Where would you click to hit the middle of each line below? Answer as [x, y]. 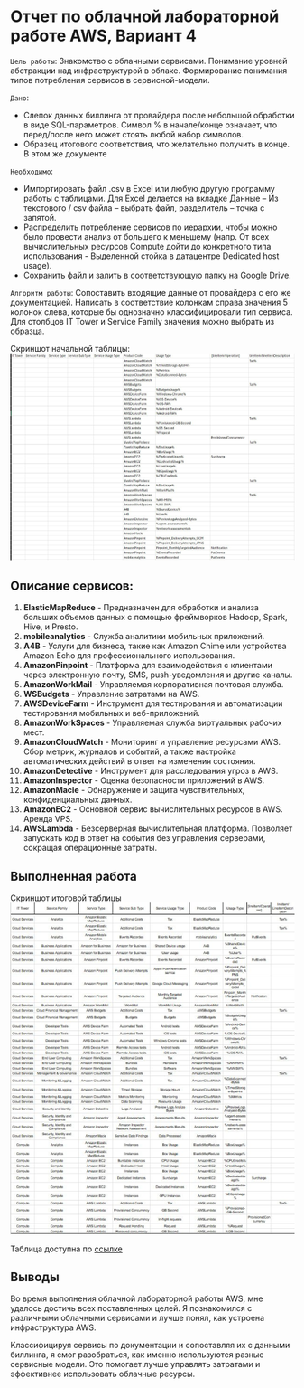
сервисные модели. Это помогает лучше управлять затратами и [135, 1364]
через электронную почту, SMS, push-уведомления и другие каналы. [158, 675]
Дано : [20, 98]
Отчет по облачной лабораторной [145, 17]
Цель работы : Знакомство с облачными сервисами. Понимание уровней [149, 61]
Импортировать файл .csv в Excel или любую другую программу [149, 188]
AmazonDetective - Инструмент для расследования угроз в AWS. [151, 771]
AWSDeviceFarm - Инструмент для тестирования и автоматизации [153, 703]
